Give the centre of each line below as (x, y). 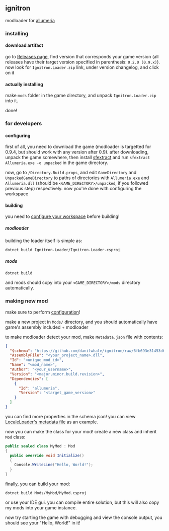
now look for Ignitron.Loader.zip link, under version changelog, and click (82, 67)
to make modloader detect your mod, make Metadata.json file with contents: (84, 337)
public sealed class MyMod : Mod (40, 446)
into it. (12, 101)
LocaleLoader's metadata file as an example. (52, 422)
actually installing (24, 84)
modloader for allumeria (30, 20)
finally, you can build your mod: (38, 484)
